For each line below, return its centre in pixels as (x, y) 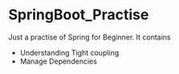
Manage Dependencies (59, 61)
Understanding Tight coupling (69, 52)
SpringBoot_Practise (79, 15)
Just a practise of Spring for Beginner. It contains (89, 37)
